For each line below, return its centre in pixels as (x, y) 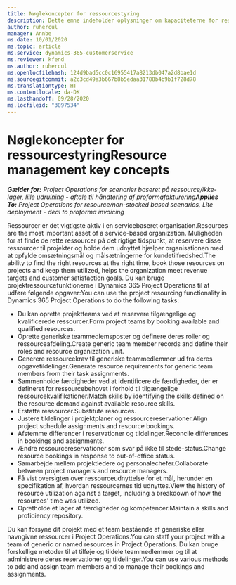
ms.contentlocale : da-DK (44, 92)
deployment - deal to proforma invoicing (66, 212)
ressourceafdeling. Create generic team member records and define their (123, 343)
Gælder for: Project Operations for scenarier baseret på (88, 189)
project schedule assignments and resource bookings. (96, 425)
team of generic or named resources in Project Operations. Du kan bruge (113, 544)
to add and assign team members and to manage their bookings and (106, 566)
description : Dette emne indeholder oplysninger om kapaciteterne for (113, 20)
